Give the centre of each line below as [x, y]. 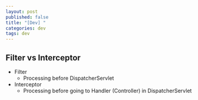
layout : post [22, 12]
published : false [27, 17]
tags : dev [18, 34]
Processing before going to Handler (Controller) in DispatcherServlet [107, 91]
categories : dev [26, 28]
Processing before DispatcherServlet [69, 78]
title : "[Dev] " [26, 22]
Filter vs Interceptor [43, 58]
